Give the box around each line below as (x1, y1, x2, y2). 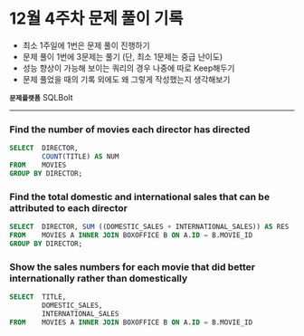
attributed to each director (9, 201, 128, 214)
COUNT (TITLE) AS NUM (42, 152, 119, 161)
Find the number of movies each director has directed (9, 123, 251, 136)
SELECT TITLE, (9, 292, 67, 302)
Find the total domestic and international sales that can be (9, 190, 270, 203)
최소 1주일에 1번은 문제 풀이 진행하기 (22, 40, 151, 51)
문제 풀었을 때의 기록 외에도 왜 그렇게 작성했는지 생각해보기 (22, 73, 231, 84)
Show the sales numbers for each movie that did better (9, 260, 256, 273)
